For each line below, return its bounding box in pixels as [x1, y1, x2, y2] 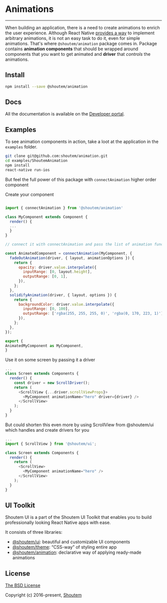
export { [5, 339, 23, 344]
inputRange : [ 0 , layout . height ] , [23, 269, 92, 274]
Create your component [5, 191, 54, 197]
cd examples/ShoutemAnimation [5, 158, 68, 163]
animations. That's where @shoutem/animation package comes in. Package [5, 40, 158, 46]
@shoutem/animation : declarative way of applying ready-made [12, 549, 142, 556]
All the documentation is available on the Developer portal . [5, 111, 125, 117]
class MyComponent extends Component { [5, 214, 88, 220]
